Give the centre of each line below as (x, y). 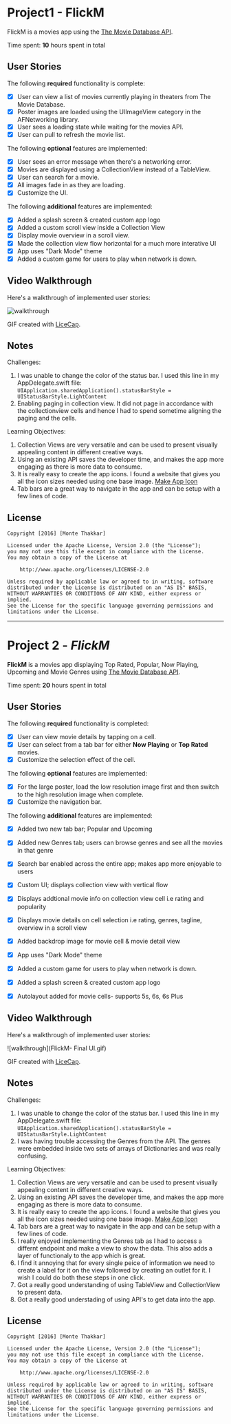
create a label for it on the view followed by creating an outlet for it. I (114, 1270)
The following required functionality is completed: (78, 723)
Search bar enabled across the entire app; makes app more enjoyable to (119, 864)
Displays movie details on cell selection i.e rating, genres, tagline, (110, 920)
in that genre (35, 851)
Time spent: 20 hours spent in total (57, 686)
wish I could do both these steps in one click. (81, 1277)
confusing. (32, 1156)
